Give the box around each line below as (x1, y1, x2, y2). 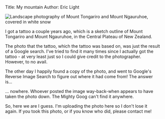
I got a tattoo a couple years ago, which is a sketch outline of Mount (5, 29, 143, 34)
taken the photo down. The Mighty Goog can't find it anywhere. (5, 93, 134, 99)
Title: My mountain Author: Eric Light (5, 4, 80, 10)
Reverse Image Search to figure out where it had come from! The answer (5, 74, 153, 79)
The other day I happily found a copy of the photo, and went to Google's (5, 68, 152, 74)
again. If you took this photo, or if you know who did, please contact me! (5, 108, 152, 114)
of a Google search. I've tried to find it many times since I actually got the (5, 49, 154, 54)
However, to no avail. (5, 59, 48, 64)
